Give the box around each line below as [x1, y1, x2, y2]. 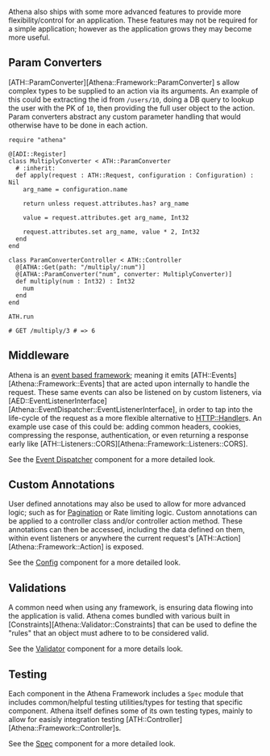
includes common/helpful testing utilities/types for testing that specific [8, 698, 243, 708]
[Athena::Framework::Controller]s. [8, 723, 122, 733]
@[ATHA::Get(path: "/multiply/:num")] [15, 262, 147, 271]
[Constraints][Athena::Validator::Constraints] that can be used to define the [8, 619, 258, 629]
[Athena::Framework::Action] [8, 542, 105, 552]
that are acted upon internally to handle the [106, 379, 250, 388]
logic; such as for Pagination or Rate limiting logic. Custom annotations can [8, 508, 258, 518]
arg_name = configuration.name [23, 185, 128, 193]
